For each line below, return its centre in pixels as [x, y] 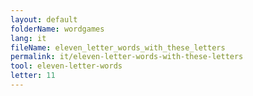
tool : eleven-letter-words [66, 66]
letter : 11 [33, 76]
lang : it [28, 38]
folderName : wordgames [57, 29]
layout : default [44, 19]
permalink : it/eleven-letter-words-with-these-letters [127, 57]
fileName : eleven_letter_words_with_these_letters [118, 47]
